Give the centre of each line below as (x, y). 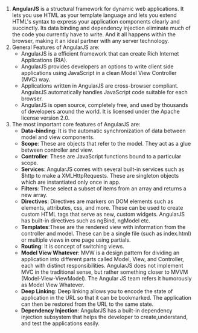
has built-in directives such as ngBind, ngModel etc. (86, 221)
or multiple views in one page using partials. (76, 240)
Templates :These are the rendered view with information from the (103, 227)
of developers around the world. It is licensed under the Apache (100, 112)
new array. (34, 195)
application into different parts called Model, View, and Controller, (102, 259)
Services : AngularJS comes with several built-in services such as (103, 169)
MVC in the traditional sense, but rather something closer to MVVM (104, 272)
